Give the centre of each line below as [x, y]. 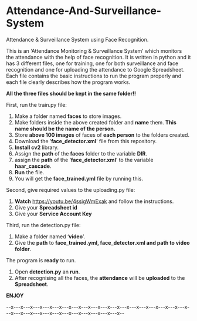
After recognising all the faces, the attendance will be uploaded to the [100, 278]
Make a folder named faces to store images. [68, 116]
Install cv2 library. [36, 147]
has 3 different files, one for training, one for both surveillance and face [92, 63]
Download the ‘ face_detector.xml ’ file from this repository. [86, 141]
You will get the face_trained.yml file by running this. [79, 178]
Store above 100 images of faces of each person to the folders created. [102, 135]
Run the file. [29, 172]
